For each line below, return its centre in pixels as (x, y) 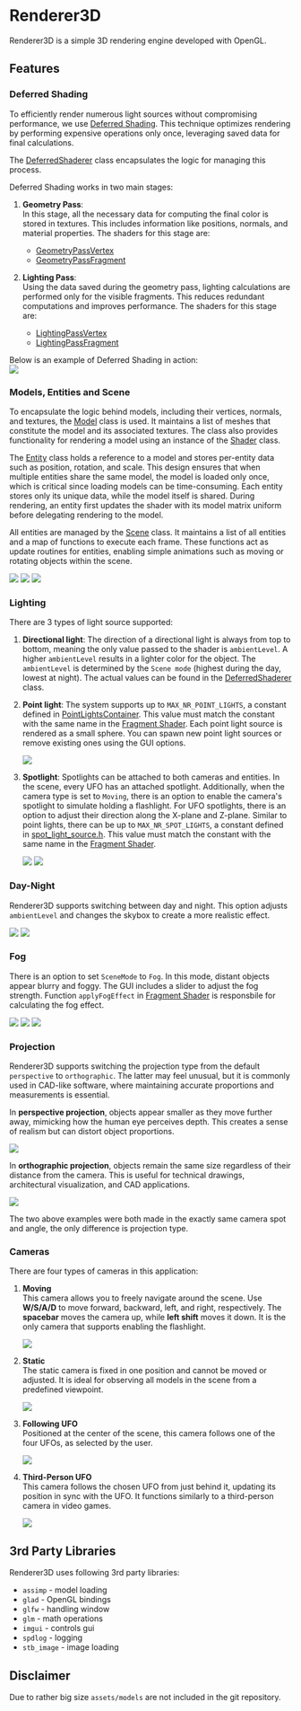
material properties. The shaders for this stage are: (116, 233)
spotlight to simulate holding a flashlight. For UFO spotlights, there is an (154, 806)
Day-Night (32, 886)
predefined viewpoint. (63, 1389)
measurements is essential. (60, 1095)
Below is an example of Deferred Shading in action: (104, 359)
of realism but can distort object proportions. (92, 1132)
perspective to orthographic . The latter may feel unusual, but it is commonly (150, 1076)
